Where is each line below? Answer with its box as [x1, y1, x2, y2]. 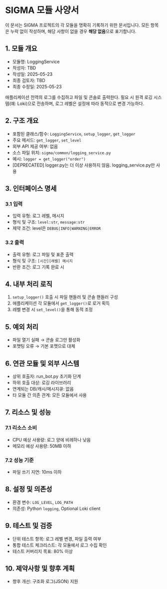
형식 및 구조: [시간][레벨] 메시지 [12, 257, 73, 263]
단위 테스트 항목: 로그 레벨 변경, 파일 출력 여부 [12, 535, 102, 541]
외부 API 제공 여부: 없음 [12, 143, 58, 149]
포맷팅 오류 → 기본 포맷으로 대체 [12, 343, 76, 349]
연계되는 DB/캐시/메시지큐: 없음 [12, 385, 74, 391]
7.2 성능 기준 [5, 456, 34, 463]
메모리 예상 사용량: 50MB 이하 [12, 443, 71, 449]
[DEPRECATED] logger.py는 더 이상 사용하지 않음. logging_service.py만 [12, 162, 156, 168]
